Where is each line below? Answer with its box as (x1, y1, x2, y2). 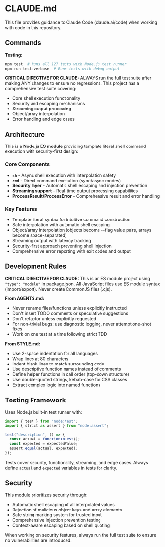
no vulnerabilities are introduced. (5, 537, 72, 543)
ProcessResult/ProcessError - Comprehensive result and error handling (12, 193, 160, 199)
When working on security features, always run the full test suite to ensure (5, 532, 157, 538)
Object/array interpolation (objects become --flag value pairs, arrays (12, 227, 152, 233)
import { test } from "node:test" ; (5, 419, 78, 424)
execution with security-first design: (5, 148, 79, 154)
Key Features (5, 205, 38, 212)
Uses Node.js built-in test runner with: (5, 409, 82, 415)
